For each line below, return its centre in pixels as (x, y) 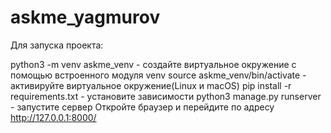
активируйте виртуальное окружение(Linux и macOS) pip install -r (151, 85)
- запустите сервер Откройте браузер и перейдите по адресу (142, 107)
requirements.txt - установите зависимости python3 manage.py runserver (166, 96)
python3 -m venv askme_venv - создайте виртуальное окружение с (153, 64)
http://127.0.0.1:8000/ (53, 117)
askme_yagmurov (85, 17)
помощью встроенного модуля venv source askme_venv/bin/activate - (158, 75)
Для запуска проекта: (57, 45)
